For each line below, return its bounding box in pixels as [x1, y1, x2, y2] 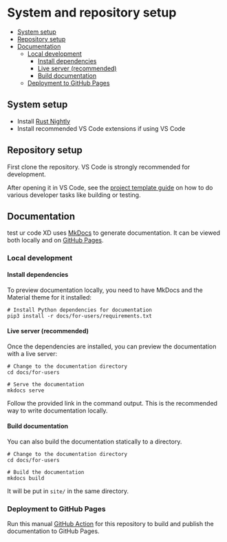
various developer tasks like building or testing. [7, 191, 141, 199]
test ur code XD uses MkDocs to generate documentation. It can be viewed [7, 229, 221, 237]
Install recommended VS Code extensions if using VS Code [17, 124, 186, 132]
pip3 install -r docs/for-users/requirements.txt [7, 312, 153, 320]
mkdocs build [7, 475, 45, 481]
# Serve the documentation [7, 381, 85, 388]
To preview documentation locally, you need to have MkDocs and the [7, 286, 203, 294]
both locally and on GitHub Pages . [7, 236, 105, 244]
